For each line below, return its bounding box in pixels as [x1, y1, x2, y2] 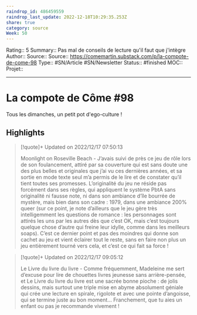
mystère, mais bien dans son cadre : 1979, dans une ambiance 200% [20, 198, 187, 206]
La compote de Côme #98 [6, 92, 134, 105]
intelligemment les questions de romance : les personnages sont [20, 211, 177, 218]
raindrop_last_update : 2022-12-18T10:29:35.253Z [6, 14, 127, 20]
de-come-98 [6, 59, 37, 66]
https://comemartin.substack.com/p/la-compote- [70, 53, 189, 60]
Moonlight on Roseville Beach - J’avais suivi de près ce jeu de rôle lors [20, 155, 191, 162]
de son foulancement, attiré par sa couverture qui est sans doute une [20, 161, 188, 168]
